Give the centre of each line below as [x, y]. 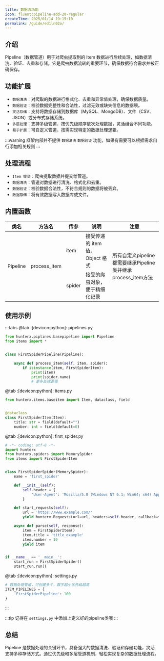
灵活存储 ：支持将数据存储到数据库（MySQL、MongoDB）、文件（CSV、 [83, 111]
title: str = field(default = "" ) [47, 422]
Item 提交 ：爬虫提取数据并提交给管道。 [51, 176]
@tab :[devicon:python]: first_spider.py [44, 436]
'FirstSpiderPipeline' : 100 [42, 594]
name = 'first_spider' [37, 476]
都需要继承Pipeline [133, 263]
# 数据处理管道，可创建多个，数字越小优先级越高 [47, 585]
